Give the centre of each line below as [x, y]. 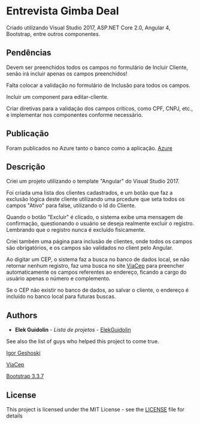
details [14, 416]
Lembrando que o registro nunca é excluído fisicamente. [76, 230]
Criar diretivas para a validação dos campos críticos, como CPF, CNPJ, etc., [100, 108]
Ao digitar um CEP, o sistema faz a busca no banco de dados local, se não [98, 259]
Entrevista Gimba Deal [63, 11]
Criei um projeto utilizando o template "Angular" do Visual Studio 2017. [93, 181]
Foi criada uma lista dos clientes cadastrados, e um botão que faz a [90, 193]
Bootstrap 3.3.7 [25, 376]
